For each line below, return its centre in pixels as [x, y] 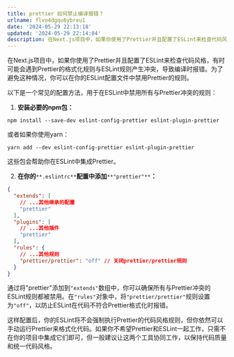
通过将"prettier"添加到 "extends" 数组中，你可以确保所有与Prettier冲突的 [109, 288]
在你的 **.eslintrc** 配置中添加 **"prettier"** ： [87, 176]
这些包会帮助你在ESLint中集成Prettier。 [63, 162]
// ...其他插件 [40, 228]
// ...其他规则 [40, 254]
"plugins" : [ [32, 222]
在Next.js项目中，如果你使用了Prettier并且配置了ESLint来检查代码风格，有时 [116, 61]
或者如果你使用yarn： [38, 135]
